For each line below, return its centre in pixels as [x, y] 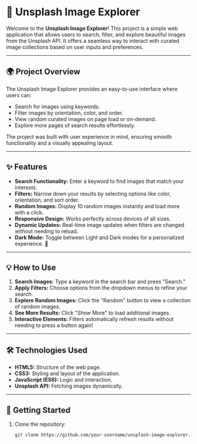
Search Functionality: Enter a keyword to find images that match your [99, 181]
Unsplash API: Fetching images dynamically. [69, 386]
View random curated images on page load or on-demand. [85, 119]
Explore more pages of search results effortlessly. [75, 125]
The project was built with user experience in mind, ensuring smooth [89, 136]
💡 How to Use [31, 267]
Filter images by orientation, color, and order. [69, 113]
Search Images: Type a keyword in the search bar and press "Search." [100, 282]
